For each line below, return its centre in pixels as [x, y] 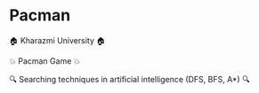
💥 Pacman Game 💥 [45, 61]
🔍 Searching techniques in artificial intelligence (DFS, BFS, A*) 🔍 [130, 79]
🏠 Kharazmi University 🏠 [57, 40]
